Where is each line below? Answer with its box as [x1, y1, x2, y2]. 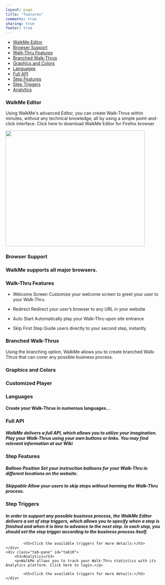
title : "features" [5, 12, 43, 17]
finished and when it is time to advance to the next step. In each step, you [5, 524, 161, 530]
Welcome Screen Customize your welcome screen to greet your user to [12, 291, 159, 297]
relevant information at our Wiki [5, 440, 73, 446]
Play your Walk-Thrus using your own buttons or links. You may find [5, 435, 149, 441]
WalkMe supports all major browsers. [5, 266, 98, 273]
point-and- [136, 115, 159, 121]
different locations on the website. [5, 470, 78, 476]
